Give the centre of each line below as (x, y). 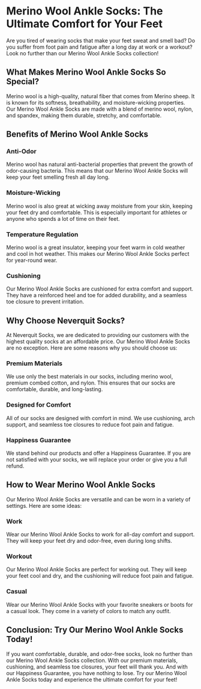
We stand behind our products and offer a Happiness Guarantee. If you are (98, 453)
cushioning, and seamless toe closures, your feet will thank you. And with (97, 667)
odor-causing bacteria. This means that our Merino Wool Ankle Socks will (97, 171)
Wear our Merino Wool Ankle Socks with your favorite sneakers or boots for (100, 604)
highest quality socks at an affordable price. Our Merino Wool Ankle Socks (98, 342)
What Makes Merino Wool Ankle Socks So (86, 73)
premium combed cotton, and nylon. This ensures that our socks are (91, 383)
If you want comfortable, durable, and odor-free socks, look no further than (100, 653)
